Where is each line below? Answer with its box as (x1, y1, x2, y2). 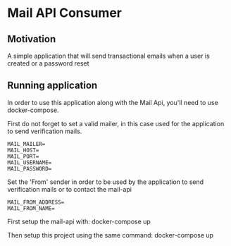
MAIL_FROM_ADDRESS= (7, 199, 65, 206)
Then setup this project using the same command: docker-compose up (7, 230, 213, 239)
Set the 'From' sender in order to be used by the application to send (7, 178, 204, 186)
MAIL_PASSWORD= (7, 165, 52, 172)
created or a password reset (7, 59, 89, 68)
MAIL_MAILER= (7, 140, 46, 147)
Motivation (7, 33, 56, 45)
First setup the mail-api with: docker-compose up (7, 217, 151, 226)
